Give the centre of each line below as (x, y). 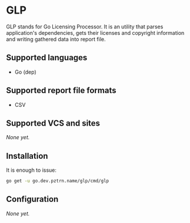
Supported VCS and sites (53, 123)
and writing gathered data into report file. (56, 39)
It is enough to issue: (31, 170)
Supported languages (47, 58)
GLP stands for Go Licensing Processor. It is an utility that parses (85, 27)
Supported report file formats (61, 91)
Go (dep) (25, 72)
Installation (27, 156)
